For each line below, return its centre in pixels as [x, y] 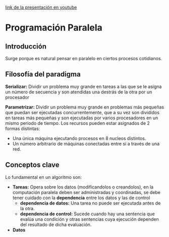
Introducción [26, 46]
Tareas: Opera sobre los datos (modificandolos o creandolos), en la [83, 187]
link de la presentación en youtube [41, 7]
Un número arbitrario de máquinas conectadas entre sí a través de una [86, 144]
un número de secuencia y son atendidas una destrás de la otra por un [79, 92]
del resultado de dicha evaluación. [56, 224]
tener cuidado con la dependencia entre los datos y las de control [81, 198]
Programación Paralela [54, 28]
